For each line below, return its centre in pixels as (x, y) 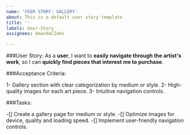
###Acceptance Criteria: (36, 73)
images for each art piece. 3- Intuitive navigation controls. (94, 91)
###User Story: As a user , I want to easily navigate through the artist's (94, 56)
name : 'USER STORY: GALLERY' (42, 12)
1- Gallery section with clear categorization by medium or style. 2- (86, 85)
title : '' (18, 22)
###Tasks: (19, 103)
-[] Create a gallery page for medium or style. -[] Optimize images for (90, 114)
